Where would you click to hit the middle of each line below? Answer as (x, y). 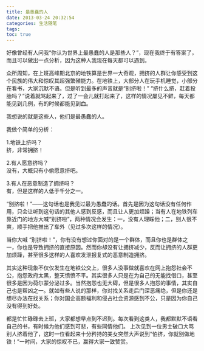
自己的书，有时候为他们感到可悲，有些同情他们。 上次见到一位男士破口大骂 (100, 327)
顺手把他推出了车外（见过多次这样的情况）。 (71, 227)
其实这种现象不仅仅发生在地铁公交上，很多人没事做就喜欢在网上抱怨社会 (97, 268)
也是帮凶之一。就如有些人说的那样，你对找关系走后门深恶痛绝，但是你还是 (104, 291)
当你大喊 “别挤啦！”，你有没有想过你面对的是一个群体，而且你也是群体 (95, 240)
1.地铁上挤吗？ (24, 142)
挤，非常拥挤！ (25, 150)
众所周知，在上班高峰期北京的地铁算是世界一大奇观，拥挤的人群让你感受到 (99, 73)
